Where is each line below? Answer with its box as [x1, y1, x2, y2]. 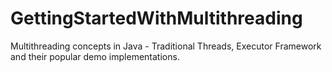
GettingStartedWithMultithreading [10, 7, 303, 30]
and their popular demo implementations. [10, 50, 180, 62]
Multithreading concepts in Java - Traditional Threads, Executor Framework [10, 40, 322, 52]
